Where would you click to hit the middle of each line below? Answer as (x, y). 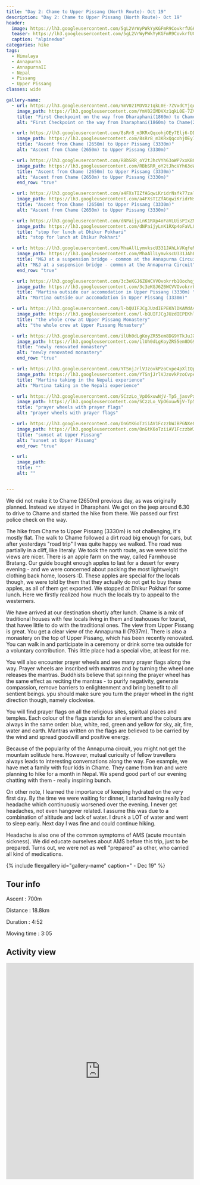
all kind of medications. (35, 854)
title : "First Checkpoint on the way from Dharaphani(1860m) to (98, 117)
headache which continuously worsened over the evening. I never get (92, 804)
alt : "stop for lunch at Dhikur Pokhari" (69, 237)
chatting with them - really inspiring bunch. (59, 780)
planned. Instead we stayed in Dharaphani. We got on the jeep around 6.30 (98, 507)
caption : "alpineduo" (38, 39)
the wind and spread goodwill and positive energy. (68, 737)
